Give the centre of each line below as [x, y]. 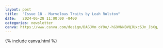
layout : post [18, 9]
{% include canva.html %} [31, 41]
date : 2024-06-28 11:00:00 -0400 [41, 18]
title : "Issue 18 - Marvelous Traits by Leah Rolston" [63, 14]
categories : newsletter [29, 23]
